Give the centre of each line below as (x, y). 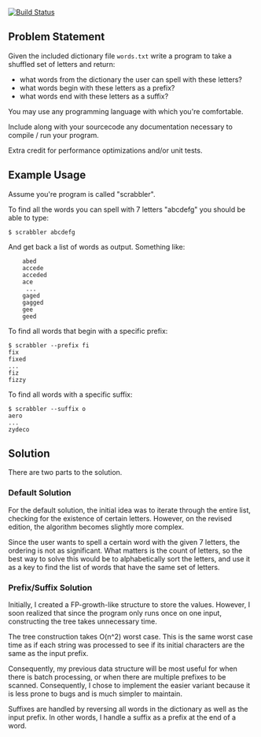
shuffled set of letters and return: (62, 64)
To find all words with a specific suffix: (70, 394)
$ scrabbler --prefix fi (49, 345)
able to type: (29, 217)
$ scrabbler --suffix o (47, 409)
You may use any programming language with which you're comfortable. (126, 111)
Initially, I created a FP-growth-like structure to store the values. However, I (129, 605)
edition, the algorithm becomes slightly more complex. (96, 527)
